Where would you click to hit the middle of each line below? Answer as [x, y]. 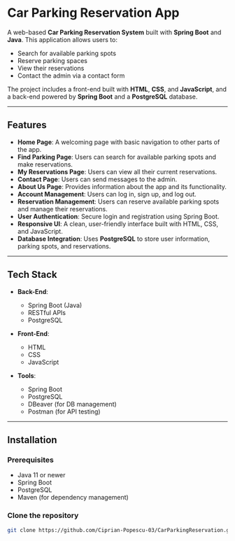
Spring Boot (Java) [55, 305]
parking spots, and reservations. [64, 246]
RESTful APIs [47, 312]
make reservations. [45, 164]
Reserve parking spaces [52, 60]
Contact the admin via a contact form [71, 76]
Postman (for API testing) [64, 412]
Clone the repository [43, 516]
